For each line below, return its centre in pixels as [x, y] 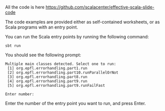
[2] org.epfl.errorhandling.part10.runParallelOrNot [63, 73]
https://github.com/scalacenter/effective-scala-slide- [100, 7]
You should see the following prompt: [43, 55]
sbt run [13, 46]
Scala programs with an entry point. [42, 27]
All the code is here [25, 7]
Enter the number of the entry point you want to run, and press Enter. [76, 103]
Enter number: [20, 94]
